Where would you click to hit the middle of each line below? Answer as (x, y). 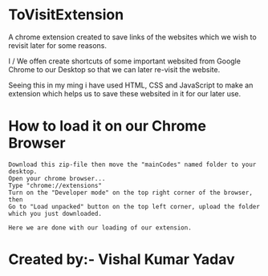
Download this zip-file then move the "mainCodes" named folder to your (132, 164)
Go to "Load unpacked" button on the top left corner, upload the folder (134, 206)
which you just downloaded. (55, 213)
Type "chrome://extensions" (55, 185)
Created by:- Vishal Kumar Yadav (122, 260)
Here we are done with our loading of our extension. (100, 227)
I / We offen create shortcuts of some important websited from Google (124, 61)
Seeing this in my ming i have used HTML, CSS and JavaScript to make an (131, 85)
